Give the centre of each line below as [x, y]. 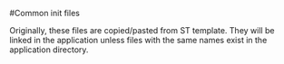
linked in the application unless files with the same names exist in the [138, 40]
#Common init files [44, 13]
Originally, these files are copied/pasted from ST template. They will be [142, 30]
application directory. [49, 50]
